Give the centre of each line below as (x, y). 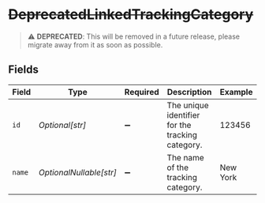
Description (189, 92)
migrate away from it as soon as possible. (95, 44)
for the (179, 125)
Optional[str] (62, 125)
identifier (183, 115)
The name (185, 157)
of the (178, 167)
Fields (24, 70)
